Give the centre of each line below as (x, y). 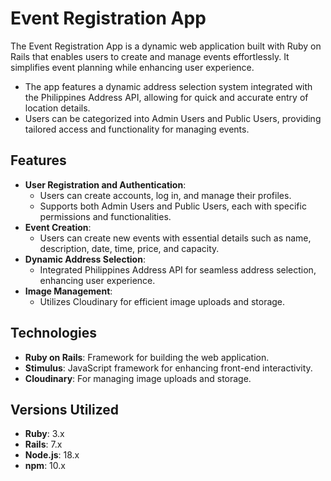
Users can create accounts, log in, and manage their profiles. (165, 195)
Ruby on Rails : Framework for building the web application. (147, 357)
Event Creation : (58, 227)
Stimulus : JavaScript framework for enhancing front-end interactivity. (168, 368)
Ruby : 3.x (44, 434)
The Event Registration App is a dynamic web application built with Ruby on (166, 46)
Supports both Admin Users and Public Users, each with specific (173, 206)
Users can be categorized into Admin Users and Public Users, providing (173, 118)
